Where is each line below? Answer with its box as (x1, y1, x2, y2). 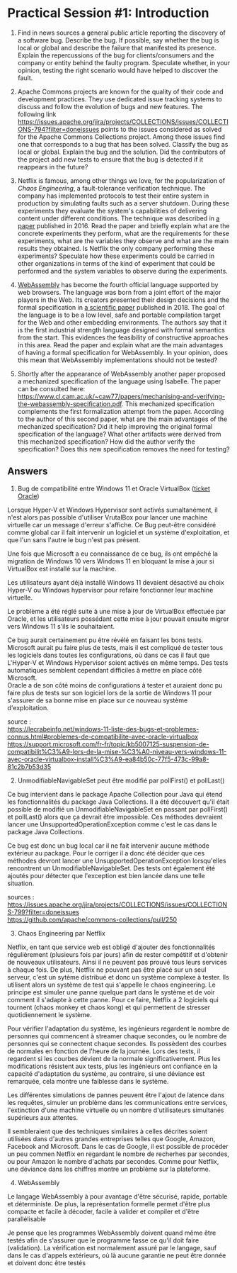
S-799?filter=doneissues (7, 907, 80, 916)
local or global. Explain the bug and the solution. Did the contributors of (17, 147, 226, 156)
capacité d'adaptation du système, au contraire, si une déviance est (7, 1069, 205, 1078)
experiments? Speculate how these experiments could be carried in (17, 252, 214, 260)
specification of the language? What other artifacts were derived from (17, 430, 221, 438)
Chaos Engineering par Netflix (17, 929, 106, 937)
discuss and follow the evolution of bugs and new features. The (17, 102, 203, 111)
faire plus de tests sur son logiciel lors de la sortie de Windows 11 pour (7, 688, 212, 697)
